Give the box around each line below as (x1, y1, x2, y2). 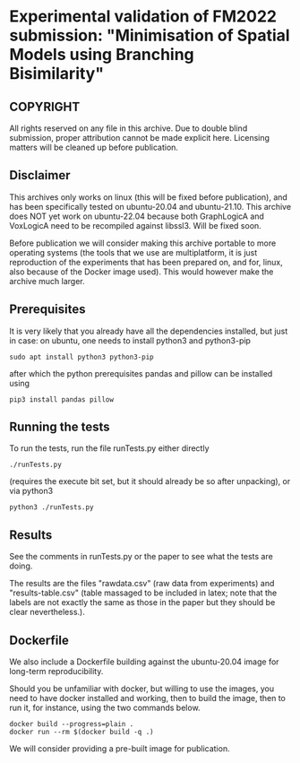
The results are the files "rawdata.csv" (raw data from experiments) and (9, 578, 275, 589)
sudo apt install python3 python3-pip (9, 352, 154, 361)
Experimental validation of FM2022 (9, 6, 278, 27)
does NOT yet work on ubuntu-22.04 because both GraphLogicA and (9, 211, 264, 221)
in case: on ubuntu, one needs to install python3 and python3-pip (9, 334, 251, 346)
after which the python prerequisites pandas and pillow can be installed (9, 368, 273, 378)
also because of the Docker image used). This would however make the (9, 266, 274, 277)
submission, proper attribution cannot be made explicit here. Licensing (9, 133, 270, 143)
